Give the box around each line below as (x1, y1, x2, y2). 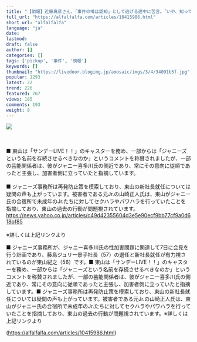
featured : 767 (6, 91, 41, 97)
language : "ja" (6, 25, 43, 31)
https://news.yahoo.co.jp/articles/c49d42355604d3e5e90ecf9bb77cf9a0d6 (6, 212, 191, 219)
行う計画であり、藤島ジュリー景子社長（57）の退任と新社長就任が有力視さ (6, 251, 186, 258)
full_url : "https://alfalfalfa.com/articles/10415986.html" (6, 14, 157, 20)
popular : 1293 (6, 74, 41, 80)
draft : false (6, 42, 38, 48)
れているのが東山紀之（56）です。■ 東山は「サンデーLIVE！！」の (6, 258, 168, 265)
